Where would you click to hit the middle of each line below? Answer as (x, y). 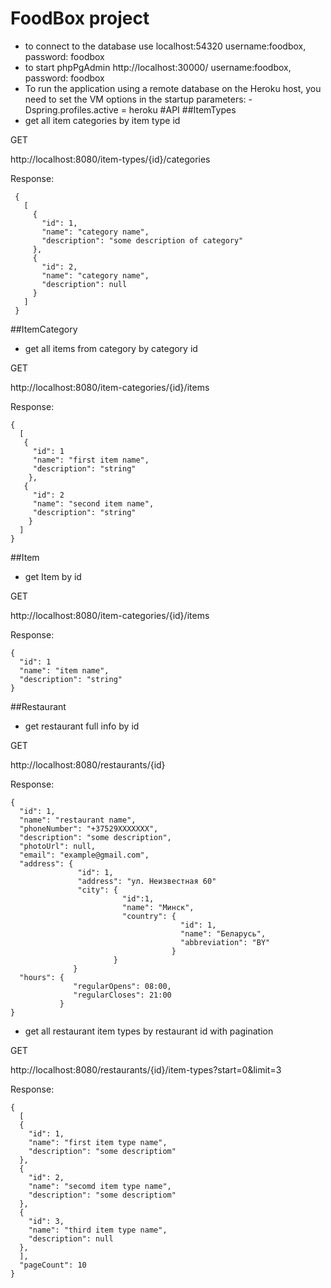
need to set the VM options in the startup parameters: (135, 99)
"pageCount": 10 (53, 1265)
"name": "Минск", (158, 907)
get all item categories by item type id (102, 120)
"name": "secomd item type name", (100, 1186)
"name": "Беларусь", (223, 933)
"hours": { (42, 977)
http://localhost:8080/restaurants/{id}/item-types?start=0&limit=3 (146, 1069)
